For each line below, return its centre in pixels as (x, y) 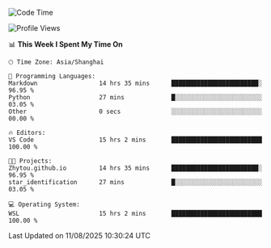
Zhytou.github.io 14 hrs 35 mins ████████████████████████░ (135, 168)
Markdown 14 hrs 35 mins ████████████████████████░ (135, 83)
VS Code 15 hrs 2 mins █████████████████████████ (135, 140)
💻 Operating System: (44, 204)
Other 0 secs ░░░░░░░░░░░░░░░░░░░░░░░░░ (135, 111)
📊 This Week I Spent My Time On (66, 44)
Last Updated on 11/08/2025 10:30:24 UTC (80, 235)
